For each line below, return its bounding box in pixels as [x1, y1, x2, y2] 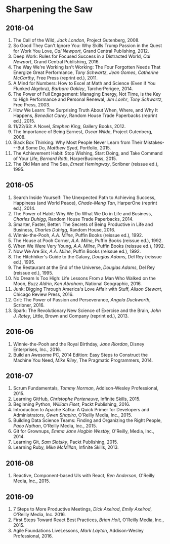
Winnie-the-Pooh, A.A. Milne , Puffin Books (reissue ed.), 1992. [13, 232, 143, 238]
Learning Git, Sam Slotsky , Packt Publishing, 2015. [13, 439, 118, 445]
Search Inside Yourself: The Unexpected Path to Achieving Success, [13, 194, 156, 201]
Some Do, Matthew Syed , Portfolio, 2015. [25, 145, 111, 150]
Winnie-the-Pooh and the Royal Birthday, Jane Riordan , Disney [13, 341, 145, 347]
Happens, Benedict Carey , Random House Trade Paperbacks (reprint [13, 112, 157, 119]
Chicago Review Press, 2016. [13, 291, 74, 297]
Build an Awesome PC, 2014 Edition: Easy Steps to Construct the [13, 352, 148, 358]
